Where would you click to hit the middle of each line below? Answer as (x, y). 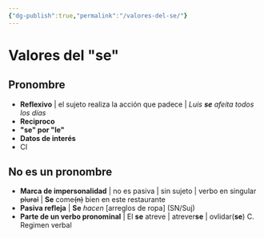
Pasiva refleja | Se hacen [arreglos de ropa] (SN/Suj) (108, 208)
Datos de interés (48, 138)
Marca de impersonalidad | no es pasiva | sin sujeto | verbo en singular (138, 191)
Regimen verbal (46, 225)
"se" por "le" (42, 130)
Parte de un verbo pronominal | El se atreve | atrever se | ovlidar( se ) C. (137, 216)
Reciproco (37, 121)
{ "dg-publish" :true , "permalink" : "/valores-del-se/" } (98, 16)
